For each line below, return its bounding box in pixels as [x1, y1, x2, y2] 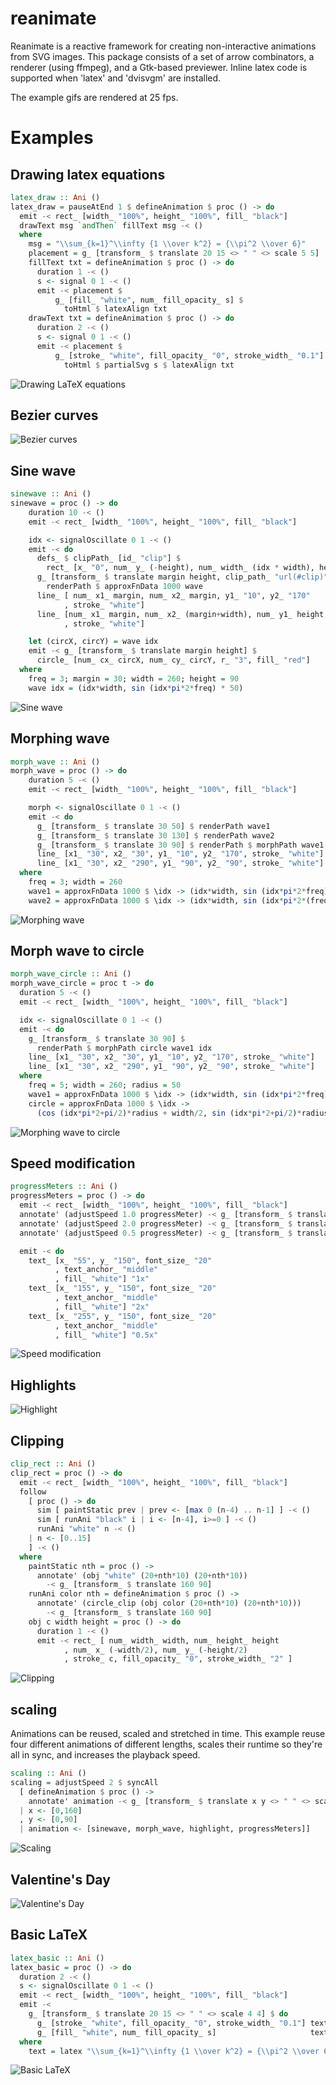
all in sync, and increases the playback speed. [10, 1749, 201, 1761]
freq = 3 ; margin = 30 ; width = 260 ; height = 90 [28, 673, 240, 684]
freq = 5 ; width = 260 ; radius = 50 [28, 1080, 182, 1091]
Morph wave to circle [10, 943, 145, 960]
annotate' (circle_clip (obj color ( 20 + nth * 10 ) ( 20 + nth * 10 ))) [36, 1598, 302, 1609]
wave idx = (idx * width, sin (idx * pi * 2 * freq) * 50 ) [28, 683, 244, 693]
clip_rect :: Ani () [10, 1459, 97, 1469]
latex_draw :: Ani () [10, 192, 101, 202]
